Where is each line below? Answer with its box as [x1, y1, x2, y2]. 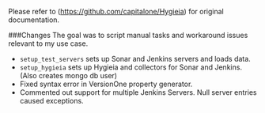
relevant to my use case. [8, 39, 89, 48]
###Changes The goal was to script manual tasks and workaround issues [8, 31, 248, 40]
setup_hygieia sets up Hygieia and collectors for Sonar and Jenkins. [19, 62, 243, 72]
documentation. [8, 15, 60, 24]
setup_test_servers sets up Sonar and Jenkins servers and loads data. [19, 55, 251, 63]
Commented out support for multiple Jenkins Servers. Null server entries [19, 88, 257, 97]
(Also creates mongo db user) [19, 71, 117, 80]
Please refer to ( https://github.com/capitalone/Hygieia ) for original [8, 7, 224, 16]
